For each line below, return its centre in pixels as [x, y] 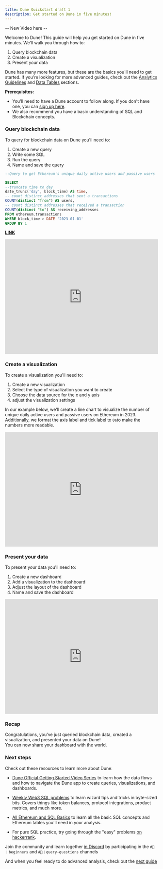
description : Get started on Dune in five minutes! [58, 14]
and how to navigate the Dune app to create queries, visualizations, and [84, 783]
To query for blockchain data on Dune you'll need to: [57, 140]
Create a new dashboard [37, 577]
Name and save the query [38, 165]
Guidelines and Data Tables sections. [42, 82]
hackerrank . [24, 837]
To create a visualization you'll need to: [44, 375]
